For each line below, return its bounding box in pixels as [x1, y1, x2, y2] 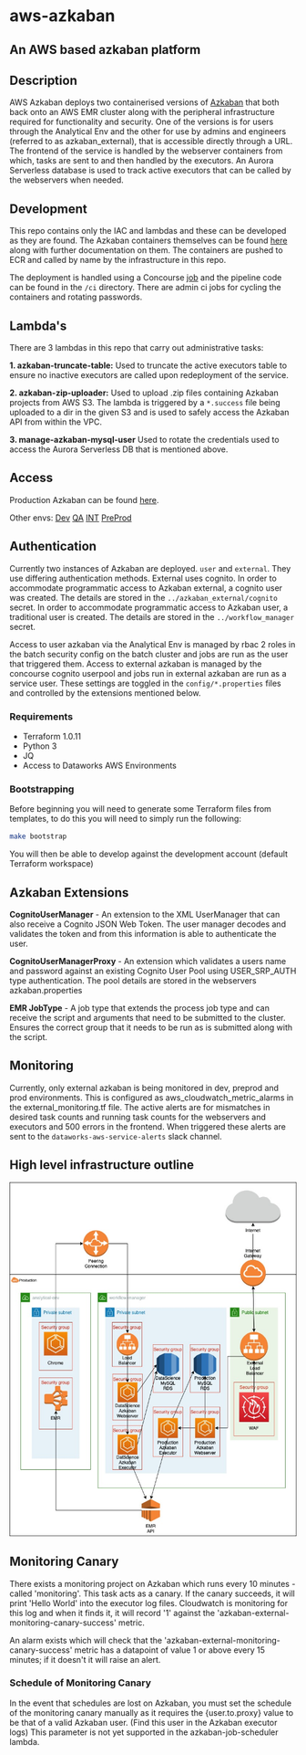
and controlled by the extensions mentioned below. [9, 687, 201, 699]
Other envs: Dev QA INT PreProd [9, 512, 132, 523]
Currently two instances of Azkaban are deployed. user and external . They [9, 562, 291, 573]
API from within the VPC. [9, 416, 103, 427]
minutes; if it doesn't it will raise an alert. [9, 1654, 161, 1665]
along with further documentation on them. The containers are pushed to [9, 245, 284, 256]
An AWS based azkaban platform [9, 42, 201, 58]
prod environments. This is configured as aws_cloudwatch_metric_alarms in [9, 1092, 294, 1103]
